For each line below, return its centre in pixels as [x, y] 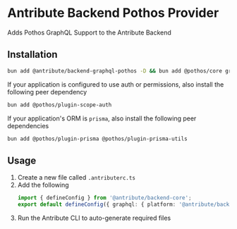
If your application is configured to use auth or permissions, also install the [116, 84]
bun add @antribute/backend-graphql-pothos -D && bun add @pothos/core [115, 71]
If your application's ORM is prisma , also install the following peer [102, 118]
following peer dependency [47, 92]
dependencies [28, 125]
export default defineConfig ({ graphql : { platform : [97, 205]
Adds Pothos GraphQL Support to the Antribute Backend [89, 32]
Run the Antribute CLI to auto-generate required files [94, 218]
